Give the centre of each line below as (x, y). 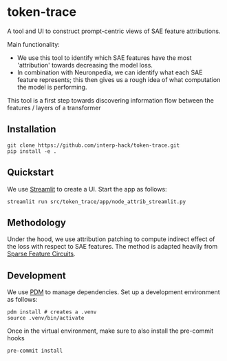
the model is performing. (52, 87)
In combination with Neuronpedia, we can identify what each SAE (110, 72)
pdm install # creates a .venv (52, 312)
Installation (32, 129)
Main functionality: (33, 44)
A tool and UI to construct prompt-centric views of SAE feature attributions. (114, 31)
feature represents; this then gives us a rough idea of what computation (119, 79)
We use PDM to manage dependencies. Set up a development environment (113, 292)
